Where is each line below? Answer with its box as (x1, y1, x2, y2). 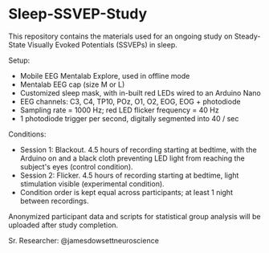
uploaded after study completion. (8, 220, 119, 230)
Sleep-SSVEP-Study (8, 5, 148, 23)
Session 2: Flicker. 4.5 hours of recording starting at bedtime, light (19, 170, 239, 180)
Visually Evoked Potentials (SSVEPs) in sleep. (27, 39, 178, 49)
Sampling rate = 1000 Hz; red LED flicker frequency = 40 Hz (19, 105, 219, 115)
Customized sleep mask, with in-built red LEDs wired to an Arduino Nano (19, 88, 261, 97)
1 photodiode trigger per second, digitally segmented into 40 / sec (19, 113, 239, 123)
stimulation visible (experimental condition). (19, 178, 165, 189)
